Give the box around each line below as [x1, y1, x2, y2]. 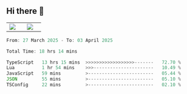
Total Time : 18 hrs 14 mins [6, 48, 78, 55]
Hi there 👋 [6, 6, 44, 16]
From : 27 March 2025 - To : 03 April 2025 [6, 37, 113, 43]
